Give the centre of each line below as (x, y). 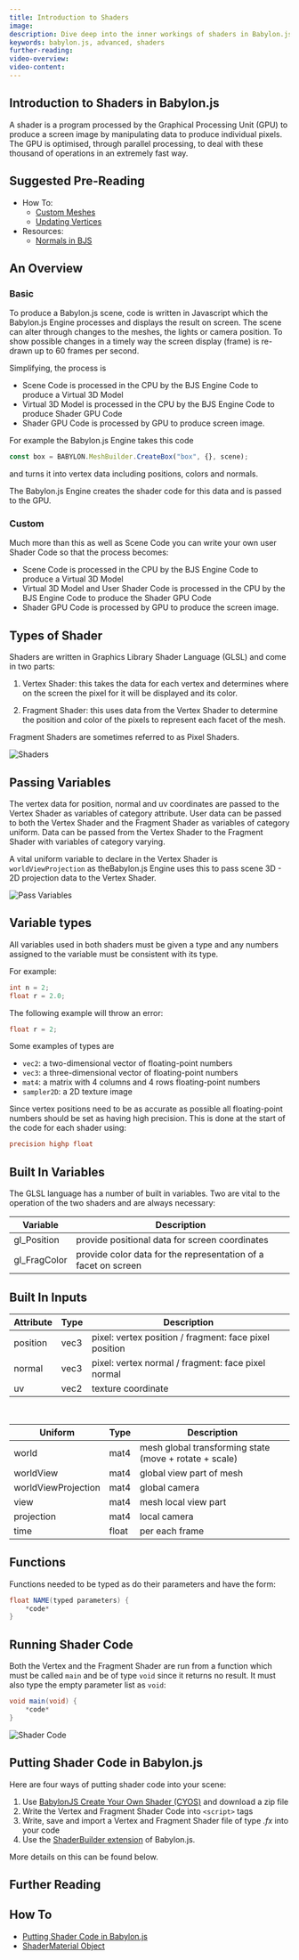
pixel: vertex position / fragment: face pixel (181, 1337)
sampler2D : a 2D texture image (77, 1092)
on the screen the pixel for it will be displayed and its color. (130, 693)
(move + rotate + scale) (189, 1459)
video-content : (37, 68)
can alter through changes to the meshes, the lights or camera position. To (146, 332)
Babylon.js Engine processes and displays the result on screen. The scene (145, 322)
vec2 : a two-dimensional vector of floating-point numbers (127, 1063)
